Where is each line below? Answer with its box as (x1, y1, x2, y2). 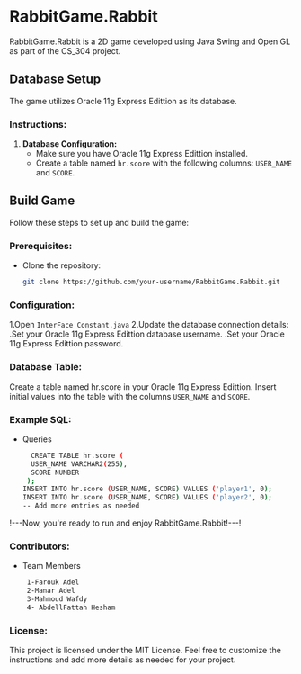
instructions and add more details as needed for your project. (9, 654, 236, 665)
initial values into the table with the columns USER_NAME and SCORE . (9, 391, 251, 401)
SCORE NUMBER (31, 468, 80, 477)
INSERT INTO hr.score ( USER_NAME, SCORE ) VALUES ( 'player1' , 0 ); (22, 484, 272, 494)
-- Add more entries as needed (22, 501, 140, 510)
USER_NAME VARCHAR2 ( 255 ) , (31, 459, 128, 469)
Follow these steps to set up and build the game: (9, 217, 190, 228)
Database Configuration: (22, 139, 118, 149)
